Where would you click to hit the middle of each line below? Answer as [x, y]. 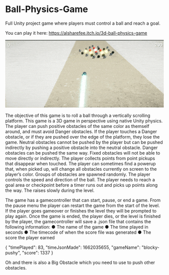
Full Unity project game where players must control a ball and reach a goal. [83, 23]
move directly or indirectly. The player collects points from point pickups [80, 158]
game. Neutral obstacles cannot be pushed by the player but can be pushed [84, 143]
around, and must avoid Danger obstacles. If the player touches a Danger [81, 131]
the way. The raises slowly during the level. [50, 190]
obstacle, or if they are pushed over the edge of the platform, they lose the [82, 137]
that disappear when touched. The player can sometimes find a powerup [80, 164]
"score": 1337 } [38, 253]
